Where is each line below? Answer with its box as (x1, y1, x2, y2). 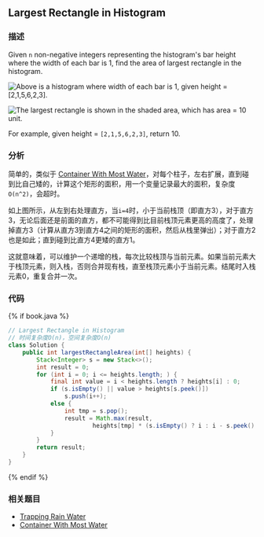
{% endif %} (8, 472, 49, 482)
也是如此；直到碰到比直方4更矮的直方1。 (8, 235, 140, 245)
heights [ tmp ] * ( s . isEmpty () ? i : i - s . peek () (92, 421, 255, 429)
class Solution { (8, 341, 65, 349)
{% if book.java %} (8, 311, 69, 321)
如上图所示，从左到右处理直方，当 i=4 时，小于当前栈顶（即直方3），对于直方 (8, 205, 254, 215)
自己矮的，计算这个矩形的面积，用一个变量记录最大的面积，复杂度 (21, 178, 236, 188)
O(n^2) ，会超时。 (8, 189, 64, 198)
